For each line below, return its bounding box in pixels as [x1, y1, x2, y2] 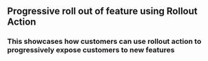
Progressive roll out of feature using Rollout [7, 5, 198, 17]
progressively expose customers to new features [7, 45, 175, 55]
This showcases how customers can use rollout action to [7, 37, 202, 47]
